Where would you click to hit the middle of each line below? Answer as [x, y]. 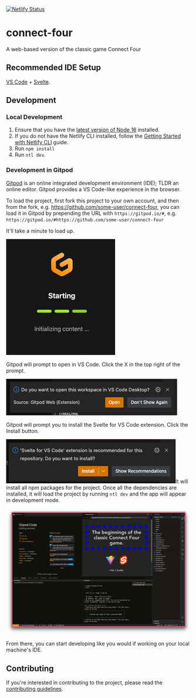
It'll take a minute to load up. [40, 231]
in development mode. [33, 500]
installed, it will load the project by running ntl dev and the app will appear [96, 494]
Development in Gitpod [40, 170]
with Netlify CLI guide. [41, 142]
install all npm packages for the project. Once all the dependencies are [92, 487]
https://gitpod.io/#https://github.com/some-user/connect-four [85, 220]
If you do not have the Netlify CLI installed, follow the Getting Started [98, 136]
